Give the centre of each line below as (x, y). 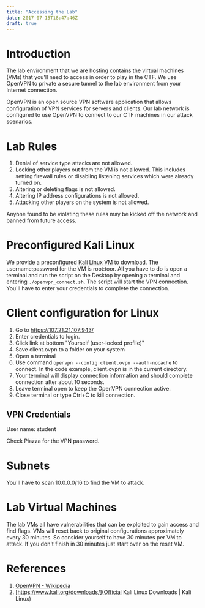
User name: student (31, 429)
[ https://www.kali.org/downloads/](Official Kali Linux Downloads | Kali (103, 592)
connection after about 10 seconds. (60, 382)
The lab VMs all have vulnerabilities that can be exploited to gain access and (103, 524)
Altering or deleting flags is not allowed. (65, 189)
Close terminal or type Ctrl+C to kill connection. (75, 395)
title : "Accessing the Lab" (42, 12)
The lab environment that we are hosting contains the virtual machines (95, 70)
